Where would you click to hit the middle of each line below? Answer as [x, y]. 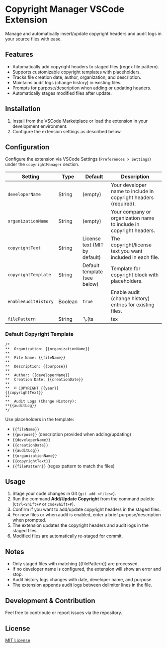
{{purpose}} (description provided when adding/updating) [72, 434]
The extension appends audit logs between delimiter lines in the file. [82, 585]
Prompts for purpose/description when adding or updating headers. [82, 88]
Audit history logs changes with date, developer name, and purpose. [83, 580]
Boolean [68, 302]
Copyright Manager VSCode [65, 9]
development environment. [40, 126]
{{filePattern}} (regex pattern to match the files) [64, 466]
